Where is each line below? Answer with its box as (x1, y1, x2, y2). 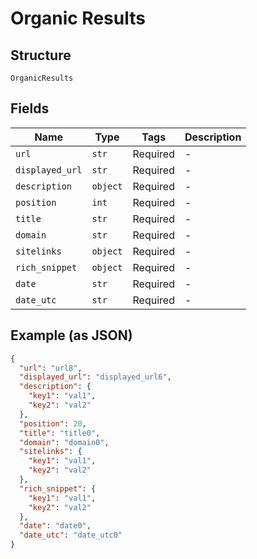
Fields (10, 100, 50, 117)
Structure (10, 47, 72, 64)
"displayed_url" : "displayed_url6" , (19, 372, 172, 382)
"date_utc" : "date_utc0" (19, 530, 123, 541)
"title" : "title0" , (19, 428, 101, 438)
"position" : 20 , (19, 418, 87, 429)
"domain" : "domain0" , (19, 437, 110, 447)
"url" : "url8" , (19, 363, 83, 373)
